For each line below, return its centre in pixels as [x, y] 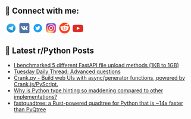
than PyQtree [30, 109]
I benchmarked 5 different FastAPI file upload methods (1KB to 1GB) [96, 65]
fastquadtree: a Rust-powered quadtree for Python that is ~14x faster [98, 103]
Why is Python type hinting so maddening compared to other [88, 90]
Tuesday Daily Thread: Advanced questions [67, 71]
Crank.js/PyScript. [36, 84]
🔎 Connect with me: [42, 11]
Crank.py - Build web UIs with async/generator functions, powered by [99, 77]
